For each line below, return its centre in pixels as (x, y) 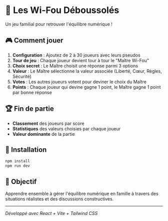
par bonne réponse (32, 92)
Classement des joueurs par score (48, 123)
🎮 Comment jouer (34, 40)
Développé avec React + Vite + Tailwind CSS (51, 213)
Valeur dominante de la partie (43, 134)
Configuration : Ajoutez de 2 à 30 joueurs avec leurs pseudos (76, 55)
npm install (17, 161)
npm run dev (17, 166)
